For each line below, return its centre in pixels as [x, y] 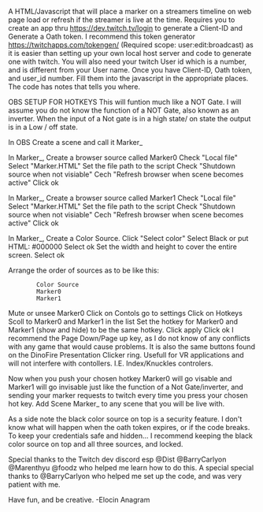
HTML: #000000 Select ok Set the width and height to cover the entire [123, 247]
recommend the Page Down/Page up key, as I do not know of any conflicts [129, 338]
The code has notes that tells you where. [74, 87]
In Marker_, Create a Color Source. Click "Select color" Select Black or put [128, 238]
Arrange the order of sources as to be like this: [84, 270]
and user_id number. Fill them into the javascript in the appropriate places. [128, 78]
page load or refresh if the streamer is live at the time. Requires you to [122, 20]
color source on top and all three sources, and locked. [96, 444]
